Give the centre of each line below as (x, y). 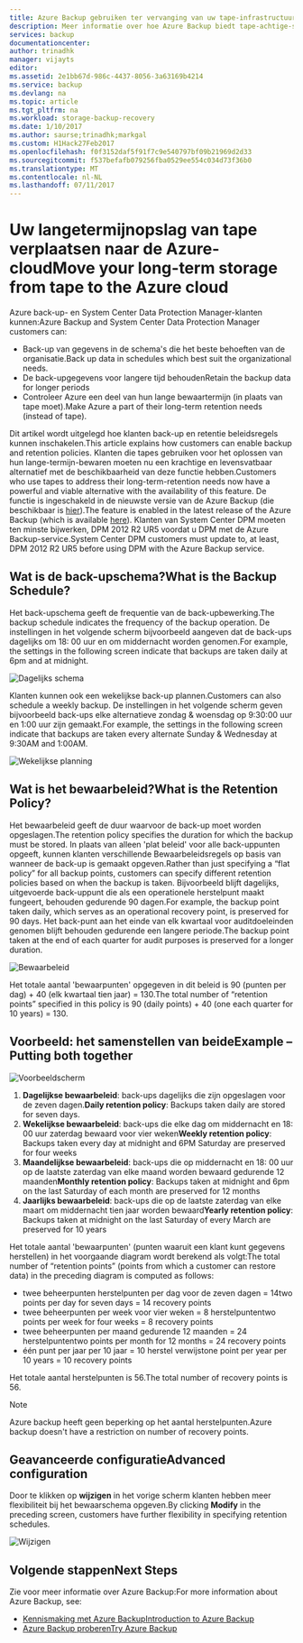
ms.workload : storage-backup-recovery (82, 118)
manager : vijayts (42, 60)
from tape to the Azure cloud (119, 287)
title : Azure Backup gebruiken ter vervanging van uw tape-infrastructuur (153, 18)
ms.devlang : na (38, 93)
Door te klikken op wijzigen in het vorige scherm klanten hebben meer (140, 1496)
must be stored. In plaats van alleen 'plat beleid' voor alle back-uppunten (145, 844)
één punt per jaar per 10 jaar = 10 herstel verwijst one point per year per (154, 1350)
